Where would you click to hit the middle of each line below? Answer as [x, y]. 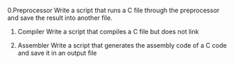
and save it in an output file [57, 53]
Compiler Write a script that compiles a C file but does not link [108, 32]
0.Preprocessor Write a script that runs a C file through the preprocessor [113, 10]
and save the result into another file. [60, 18]
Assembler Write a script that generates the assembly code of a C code [122, 45]
